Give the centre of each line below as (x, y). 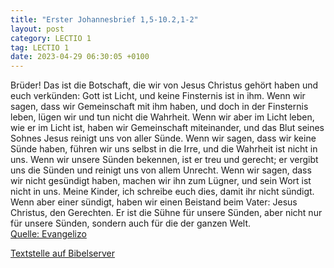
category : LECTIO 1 (51, 38)
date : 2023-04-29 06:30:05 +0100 (80, 57)
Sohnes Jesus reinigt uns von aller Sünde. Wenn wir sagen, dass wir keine (163, 138)
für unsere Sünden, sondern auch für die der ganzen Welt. (131, 223)
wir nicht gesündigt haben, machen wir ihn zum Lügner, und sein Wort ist (161, 181)
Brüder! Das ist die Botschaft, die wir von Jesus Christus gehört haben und (164, 85)
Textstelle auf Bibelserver (63, 253)
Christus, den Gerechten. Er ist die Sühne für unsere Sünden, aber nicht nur (166, 213)
